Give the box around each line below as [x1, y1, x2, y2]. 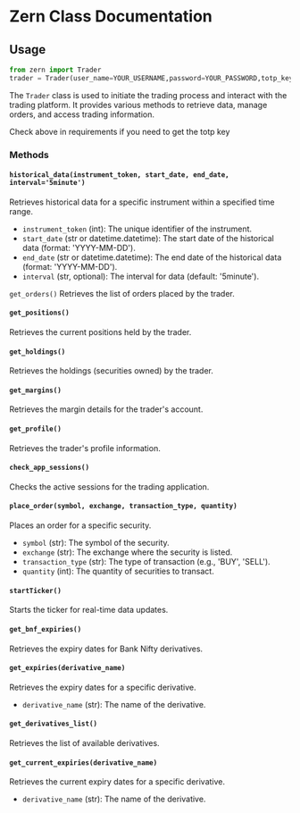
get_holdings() [9, 347, 66, 356]
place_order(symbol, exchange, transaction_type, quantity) [9, 502, 238, 511]
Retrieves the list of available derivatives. [9, 737, 160, 748]
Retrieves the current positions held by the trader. [9, 327, 192, 338]
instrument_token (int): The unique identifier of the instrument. [21, 223, 253, 234]
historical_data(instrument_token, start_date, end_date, [9, 171, 229, 180]
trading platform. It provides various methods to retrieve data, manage [9, 99, 268, 110]
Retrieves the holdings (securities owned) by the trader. [9, 365, 214, 376]
